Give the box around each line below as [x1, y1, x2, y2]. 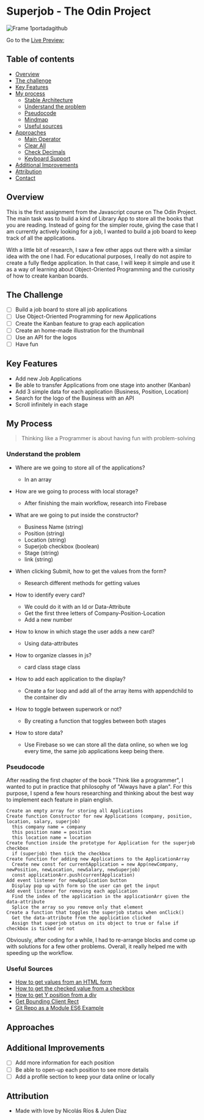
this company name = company [12, 823, 86, 830]
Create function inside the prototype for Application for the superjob [6, 839, 195, 846]
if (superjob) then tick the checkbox [12, 850, 111, 857]
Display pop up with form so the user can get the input [12, 882, 160, 889]
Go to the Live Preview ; [6, 36, 65, 43]
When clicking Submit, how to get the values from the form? [15, 567, 167, 575]
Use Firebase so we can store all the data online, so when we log [24, 741, 188, 748]
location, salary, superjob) [6, 818, 81, 825]
